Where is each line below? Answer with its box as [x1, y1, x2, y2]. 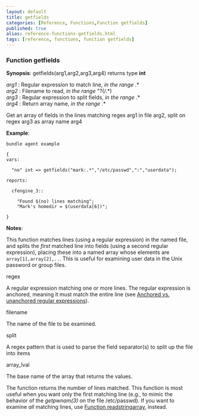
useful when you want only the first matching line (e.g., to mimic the [6, 391, 173, 398]
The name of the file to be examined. [6, 320, 97, 328]
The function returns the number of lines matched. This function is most [6, 384, 183, 392]
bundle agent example [6, 141, 60, 147]
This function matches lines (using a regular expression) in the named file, [6, 236, 188, 243]
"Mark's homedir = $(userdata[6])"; [17, 204, 108, 210]
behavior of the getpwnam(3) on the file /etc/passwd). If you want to [6, 397, 175, 404]
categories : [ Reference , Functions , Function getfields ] [6, 20, 148, 26]
